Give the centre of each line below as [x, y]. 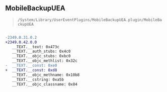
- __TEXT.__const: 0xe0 [31, 66]
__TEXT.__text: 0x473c [35, 47]
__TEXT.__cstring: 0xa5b [38, 79]
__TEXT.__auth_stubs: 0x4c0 [41, 52]
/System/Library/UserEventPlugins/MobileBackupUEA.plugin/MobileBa [90, 20]
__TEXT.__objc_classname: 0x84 [45, 84]
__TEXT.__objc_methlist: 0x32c [45, 61]
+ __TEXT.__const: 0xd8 [31, 70]
